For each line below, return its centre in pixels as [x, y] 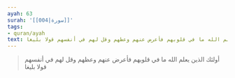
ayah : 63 [20, 14]
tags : [15, 26]
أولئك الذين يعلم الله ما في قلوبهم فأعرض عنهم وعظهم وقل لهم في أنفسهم [122, 59]
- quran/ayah [26, 33]
